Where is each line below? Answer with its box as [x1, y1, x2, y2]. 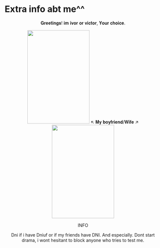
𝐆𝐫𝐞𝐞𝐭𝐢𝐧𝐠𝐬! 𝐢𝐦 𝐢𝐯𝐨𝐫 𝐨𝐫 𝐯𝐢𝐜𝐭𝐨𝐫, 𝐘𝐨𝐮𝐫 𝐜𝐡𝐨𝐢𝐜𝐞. [40, 20, 126, 26]
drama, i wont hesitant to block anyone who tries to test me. [21, 237, 145, 243]
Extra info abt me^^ [4, 3, 85, 15]
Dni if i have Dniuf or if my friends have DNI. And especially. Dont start [11, 232, 155, 238]
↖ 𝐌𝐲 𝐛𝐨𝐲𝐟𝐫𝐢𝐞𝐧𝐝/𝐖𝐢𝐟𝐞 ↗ [90, 119, 139, 125]
